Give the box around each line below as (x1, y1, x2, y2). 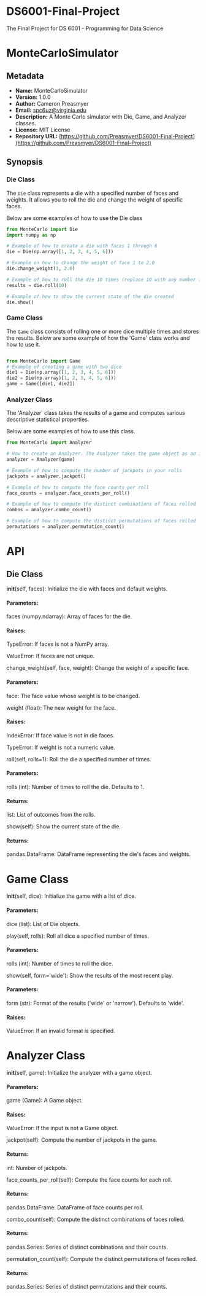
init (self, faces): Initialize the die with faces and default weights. (6, 585, 168, 592)
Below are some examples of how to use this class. (6, 428, 135, 435)
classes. (15, 119, 37, 127)
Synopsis (6, 157, 43, 167)
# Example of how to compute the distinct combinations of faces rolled (6, 501, 196, 508)
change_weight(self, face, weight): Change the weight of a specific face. (6, 664, 190, 672)
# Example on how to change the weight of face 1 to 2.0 (6, 260, 155, 266)
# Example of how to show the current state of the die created (6, 293, 174, 299)
